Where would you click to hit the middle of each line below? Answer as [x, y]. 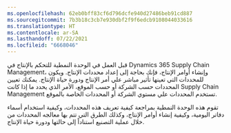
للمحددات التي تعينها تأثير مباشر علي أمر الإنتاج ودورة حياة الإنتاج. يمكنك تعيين [106, 79]
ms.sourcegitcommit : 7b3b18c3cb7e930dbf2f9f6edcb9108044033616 [100, 20]
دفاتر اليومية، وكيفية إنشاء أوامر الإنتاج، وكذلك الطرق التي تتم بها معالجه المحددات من [116, 114]
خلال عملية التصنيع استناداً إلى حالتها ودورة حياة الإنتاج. [76, 122]
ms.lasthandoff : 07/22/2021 [48, 39]
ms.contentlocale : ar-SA [43, 33]
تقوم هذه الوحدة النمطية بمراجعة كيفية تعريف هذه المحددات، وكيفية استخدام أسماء [113, 107]
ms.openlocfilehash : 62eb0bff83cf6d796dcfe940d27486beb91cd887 [100, 13]
